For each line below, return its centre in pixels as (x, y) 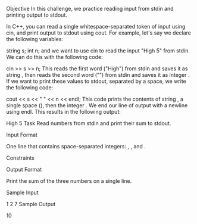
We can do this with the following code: (54, 57)
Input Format (22, 135)
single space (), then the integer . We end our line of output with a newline (97, 105)
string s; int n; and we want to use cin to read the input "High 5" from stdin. (98, 51)
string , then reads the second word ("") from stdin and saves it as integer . (98, 75)
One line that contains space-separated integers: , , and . (76, 146)
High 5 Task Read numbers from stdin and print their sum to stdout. (89, 123)
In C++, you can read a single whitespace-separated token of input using (96, 27)
